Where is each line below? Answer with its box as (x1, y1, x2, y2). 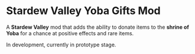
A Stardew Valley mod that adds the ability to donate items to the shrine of (6, 23, 189, 31)
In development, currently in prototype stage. (6, 41, 116, 48)
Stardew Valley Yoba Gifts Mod (6, 4, 161, 18)
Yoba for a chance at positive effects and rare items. (6, 29, 134, 36)
